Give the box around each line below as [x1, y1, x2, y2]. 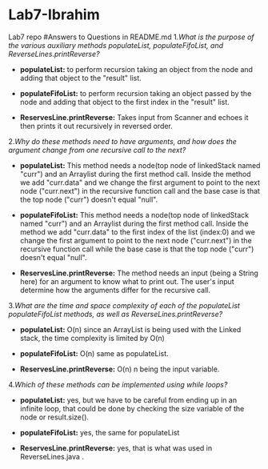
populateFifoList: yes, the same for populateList [19, 427, 180, 437]
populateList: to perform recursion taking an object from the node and [19, 64, 254, 74]
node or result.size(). [19, 412, 90, 422]
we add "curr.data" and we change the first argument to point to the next [19, 178, 260, 187]
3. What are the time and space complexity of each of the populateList [8, 300, 240, 310]
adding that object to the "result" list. [19, 73, 142, 82]
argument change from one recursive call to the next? [8, 145, 186, 154]
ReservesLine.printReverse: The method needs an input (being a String [19, 268, 258, 278]
